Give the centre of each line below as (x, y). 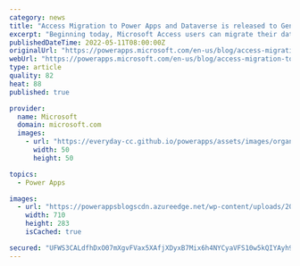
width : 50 (51, 150)
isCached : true (54, 232)
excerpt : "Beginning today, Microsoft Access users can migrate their (143, 34)
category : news (37, 17)
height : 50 (53, 158)
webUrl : (24, 59)
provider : (28, 108)
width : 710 (46, 215)
